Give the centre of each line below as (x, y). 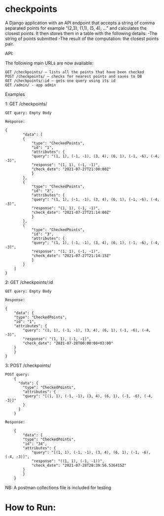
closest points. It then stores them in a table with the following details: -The (81, 33)
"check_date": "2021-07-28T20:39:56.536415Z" (79, 465)
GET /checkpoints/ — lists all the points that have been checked (75, 72)
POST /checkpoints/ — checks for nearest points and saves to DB (73, 76)
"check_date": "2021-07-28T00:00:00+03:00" (68, 343)
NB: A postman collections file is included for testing (58, 487)
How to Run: (31, 508)
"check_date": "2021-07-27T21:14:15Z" (71, 256)
